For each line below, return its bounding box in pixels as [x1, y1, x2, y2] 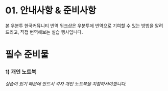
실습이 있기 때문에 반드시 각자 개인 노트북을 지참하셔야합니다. [5, 81, 127, 87]
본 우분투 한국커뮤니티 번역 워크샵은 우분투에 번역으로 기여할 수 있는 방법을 [5, 22, 154, 29]
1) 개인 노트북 [5, 69, 37, 76]
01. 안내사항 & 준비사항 [5, 5, 97, 16]
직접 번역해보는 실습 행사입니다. [20, 29, 83, 35]
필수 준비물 [5, 49, 49, 60]
